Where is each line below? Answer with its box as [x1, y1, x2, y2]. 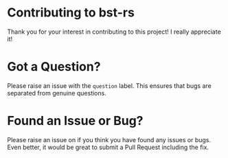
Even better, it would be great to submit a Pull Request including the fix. [7, 143, 209, 151]
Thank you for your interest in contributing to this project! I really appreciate [7, 27, 221, 36]
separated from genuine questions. [7, 89, 106, 97]
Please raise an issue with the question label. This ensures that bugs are [7, 81, 212, 90]
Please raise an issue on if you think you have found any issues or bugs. [7, 135, 212, 144]
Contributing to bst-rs [7, 5, 135, 21]
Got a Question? [7, 59, 101, 75]
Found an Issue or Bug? [7, 113, 144, 128]
